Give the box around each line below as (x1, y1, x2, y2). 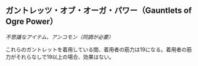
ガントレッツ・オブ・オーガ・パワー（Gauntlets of (5, 5, 192, 16)
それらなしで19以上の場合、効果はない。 (15, 53, 115, 60)
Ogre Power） (5, 16, 58, 27)
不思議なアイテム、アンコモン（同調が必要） (5, 33, 114, 40)
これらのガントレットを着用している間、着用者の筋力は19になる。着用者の (5, 46, 187, 53)
